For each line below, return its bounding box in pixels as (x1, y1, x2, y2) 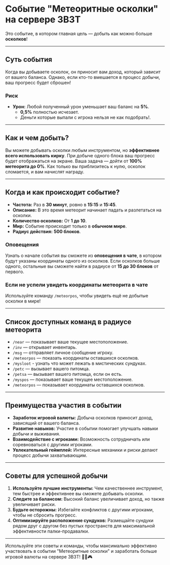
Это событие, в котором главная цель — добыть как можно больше (5, 30, 153, 36)
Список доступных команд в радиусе (5, 317, 132, 326)
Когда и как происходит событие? (5, 188, 120, 197)
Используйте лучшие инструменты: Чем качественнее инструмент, (12, 485, 163, 491)
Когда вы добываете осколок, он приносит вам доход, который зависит (5, 69, 161, 75)
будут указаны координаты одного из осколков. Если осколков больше (5, 257, 160, 264)
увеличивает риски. (12, 501, 56, 507)
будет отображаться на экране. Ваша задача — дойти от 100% (5, 158, 142, 164)
